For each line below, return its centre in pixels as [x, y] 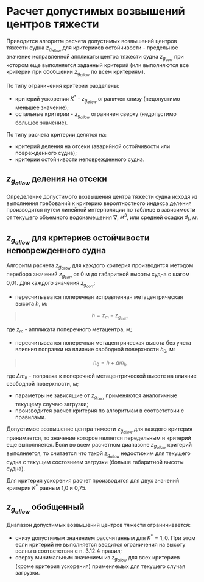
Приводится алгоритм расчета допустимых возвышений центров [92, 41]
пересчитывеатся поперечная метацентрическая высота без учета [103, 342]
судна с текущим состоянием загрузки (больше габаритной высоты [95, 462]
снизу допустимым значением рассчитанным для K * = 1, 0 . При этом [105, 537]
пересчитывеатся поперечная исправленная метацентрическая [99, 297]
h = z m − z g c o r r [110, 317]
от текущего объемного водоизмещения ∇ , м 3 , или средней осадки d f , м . [102, 217]
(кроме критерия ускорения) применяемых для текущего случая [100, 566]
